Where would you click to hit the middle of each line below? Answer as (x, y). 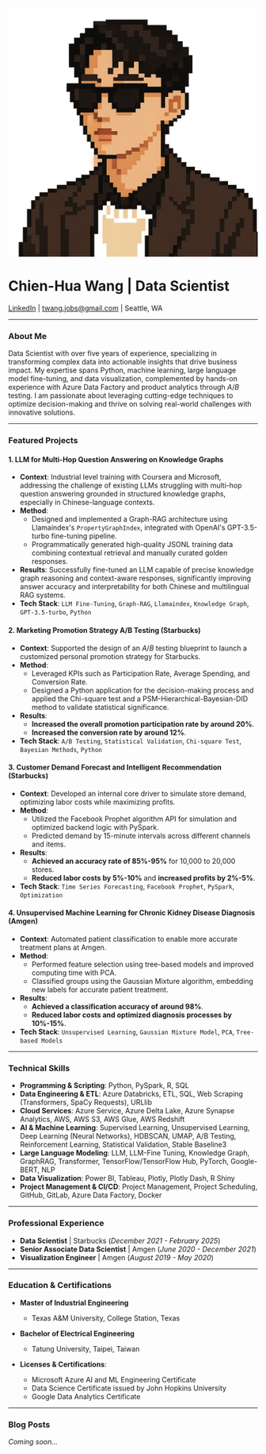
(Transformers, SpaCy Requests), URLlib (86, 1102)
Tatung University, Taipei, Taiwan (85, 1348)
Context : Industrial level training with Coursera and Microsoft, (120, 477)
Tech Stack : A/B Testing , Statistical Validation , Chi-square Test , (131, 741)
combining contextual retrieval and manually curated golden (129, 553)
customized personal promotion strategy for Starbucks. (110, 656)
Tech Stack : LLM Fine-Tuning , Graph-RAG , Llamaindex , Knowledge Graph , (134, 604)
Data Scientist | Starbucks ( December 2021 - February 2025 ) (120, 1240)
